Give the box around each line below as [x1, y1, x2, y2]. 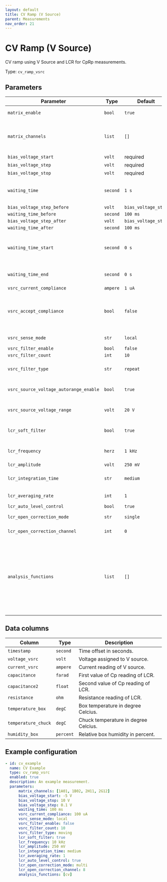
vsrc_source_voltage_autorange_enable [7, 387, 99, 392]
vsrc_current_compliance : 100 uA [18, 812, 88, 817]
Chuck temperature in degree [79, 716, 148, 723]
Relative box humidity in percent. [79, 731, 155, 738]
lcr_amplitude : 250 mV [18, 844, 66, 849]
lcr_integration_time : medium [18, 849, 81, 854]
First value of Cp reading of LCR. [79, 672, 155, 679]
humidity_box [7, 731, 39, 737]
